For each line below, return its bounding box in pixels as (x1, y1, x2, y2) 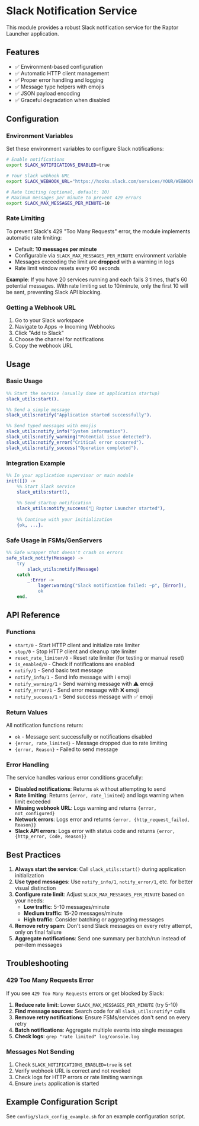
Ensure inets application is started (14, 1080, 99, 1087)
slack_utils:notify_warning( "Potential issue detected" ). (6, 434, 152, 440)
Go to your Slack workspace (14, 317, 84, 324)
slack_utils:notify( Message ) (27, 566, 99, 572)
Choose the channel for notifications (14, 336, 104, 343)
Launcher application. (6, 30, 59, 37)
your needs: (14, 897, 44, 904)
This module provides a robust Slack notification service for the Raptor (6, 24, 179, 31)
